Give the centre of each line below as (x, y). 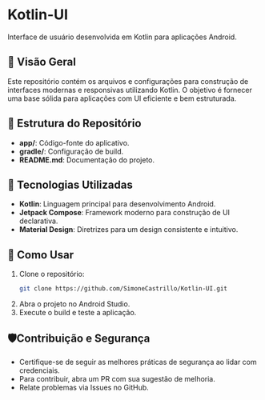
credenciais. (40, 370)
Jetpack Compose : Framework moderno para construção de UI (124, 213)
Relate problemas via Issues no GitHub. (84, 387)
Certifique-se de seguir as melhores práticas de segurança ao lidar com (138, 362)
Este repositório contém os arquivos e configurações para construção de (128, 81)
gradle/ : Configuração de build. (71, 151)
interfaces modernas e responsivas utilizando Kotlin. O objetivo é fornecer (130, 90)
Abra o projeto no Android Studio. (74, 304)
